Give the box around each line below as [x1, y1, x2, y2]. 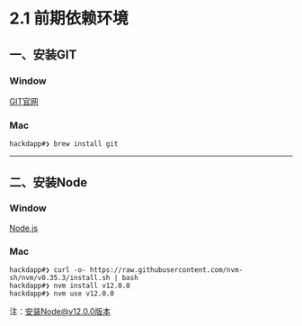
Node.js [9, 222, 39, 233]
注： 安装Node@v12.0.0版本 [9, 306, 111, 317]
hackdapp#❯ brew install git [9, 140, 119, 149]
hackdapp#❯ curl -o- [9, 266, 87, 275]
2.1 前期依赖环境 [9, 8, 129, 29]
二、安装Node [9, 175, 88, 190]
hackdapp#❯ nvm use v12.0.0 [9, 289, 115, 298]
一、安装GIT [9, 47, 77, 62]
